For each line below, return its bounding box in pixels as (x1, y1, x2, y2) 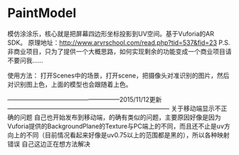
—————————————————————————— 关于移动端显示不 (7, 104, 221, 112)
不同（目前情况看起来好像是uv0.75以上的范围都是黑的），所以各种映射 (26, 130, 230, 139)
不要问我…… (7, 55, 44, 65)
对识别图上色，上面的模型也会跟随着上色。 (7, 80, 132, 88)
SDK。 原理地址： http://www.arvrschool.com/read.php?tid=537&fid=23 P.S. (7, 38, 230, 47)
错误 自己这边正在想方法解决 (7, 139, 90, 148)
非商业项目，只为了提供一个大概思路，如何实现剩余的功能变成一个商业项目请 (7, 47, 232, 55)
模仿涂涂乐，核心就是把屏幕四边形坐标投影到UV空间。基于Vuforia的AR (7, 29, 215, 38)
